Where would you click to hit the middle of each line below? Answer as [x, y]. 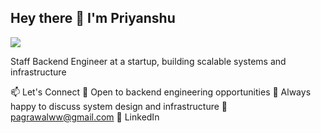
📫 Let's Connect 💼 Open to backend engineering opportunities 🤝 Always [161, 92]
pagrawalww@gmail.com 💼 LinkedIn [85, 117]
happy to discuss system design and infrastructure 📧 [119, 106]
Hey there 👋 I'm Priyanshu [93, 18]
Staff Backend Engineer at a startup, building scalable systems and [148, 61]
